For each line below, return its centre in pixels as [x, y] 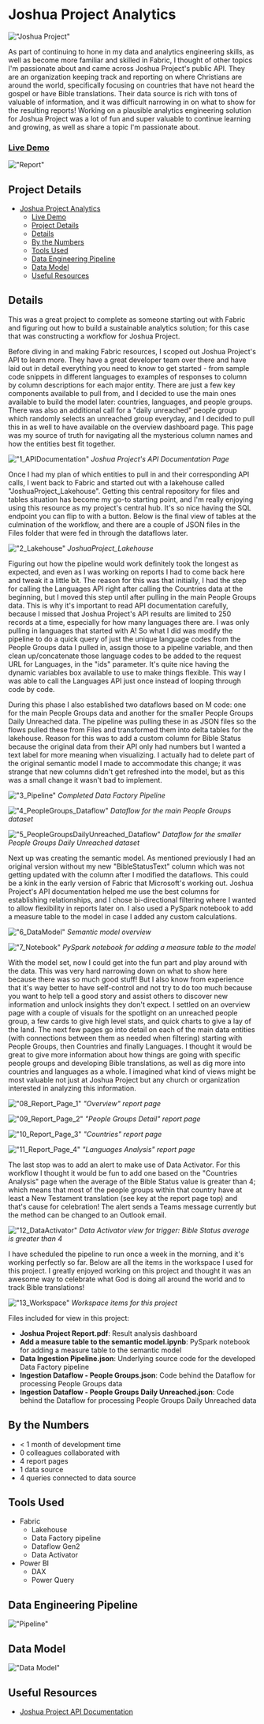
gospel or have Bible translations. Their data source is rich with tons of [123, 93]
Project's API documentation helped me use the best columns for [114, 891]
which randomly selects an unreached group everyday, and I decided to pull [131, 418]
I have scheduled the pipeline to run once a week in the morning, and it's [126, 1254]
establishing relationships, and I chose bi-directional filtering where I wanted [132, 899]
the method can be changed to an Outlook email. [87, 1215]
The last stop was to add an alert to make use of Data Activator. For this [124, 1165]
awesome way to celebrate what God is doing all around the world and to [127, 1279]
